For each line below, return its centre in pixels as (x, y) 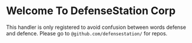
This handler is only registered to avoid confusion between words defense (96, 27)
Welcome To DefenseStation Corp (91, 11)
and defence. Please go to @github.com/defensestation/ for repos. (87, 33)
